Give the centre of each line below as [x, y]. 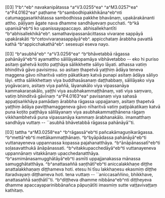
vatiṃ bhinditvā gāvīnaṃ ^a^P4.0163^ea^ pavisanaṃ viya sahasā [71, 96]
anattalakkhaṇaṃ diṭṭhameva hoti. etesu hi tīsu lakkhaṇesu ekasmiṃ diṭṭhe [81, 169]
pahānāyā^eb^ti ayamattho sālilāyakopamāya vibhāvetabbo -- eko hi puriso [82, 59]
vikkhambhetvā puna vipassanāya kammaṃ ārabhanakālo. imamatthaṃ [78, 117]
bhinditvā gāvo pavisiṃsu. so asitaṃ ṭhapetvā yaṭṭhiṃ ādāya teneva [74, 70]
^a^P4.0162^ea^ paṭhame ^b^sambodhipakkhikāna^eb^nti [64, 12]
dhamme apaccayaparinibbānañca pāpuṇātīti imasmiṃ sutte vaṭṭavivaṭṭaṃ [81, 185]
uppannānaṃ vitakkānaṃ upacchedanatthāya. [53, 153]
